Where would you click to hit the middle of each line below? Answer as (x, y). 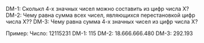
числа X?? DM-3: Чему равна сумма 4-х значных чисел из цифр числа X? (102, 21)
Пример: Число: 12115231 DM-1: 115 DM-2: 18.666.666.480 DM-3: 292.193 (99, 33)
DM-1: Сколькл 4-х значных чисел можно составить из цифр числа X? (97, 9)
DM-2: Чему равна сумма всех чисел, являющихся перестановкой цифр (100, 15)
